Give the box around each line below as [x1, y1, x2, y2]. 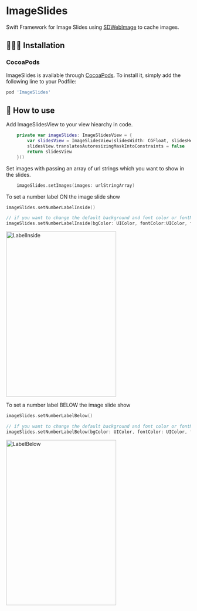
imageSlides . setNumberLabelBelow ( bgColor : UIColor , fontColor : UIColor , [6, 429, 188, 435]
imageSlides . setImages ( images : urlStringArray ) [16, 182, 135, 189]
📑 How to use [6, 105, 55, 115]
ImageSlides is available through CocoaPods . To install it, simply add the [6, 72, 181, 79]
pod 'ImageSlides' [6, 89, 51, 95]
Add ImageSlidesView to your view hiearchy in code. [6, 121, 133, 128]
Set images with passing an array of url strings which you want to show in [6, 164, 185, 172]
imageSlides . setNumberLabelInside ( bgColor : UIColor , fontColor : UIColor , [6, 220, 188, 227]
